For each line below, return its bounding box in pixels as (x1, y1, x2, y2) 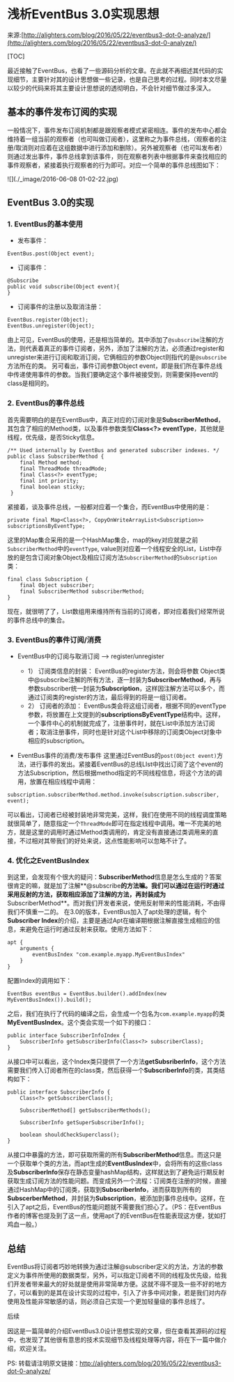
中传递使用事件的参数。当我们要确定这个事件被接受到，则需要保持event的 (7, 371, 219, 379)
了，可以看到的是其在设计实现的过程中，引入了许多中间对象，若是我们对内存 (7, 1289, 227, 1297)
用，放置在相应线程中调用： (17, 777, 97, 786)
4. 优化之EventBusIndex (7, 855, 90, 865)
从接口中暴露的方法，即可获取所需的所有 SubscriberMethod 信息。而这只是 (7, 1151, 222, 1159)
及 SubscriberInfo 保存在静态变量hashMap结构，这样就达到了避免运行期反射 (7, 1168, 225, 1177)
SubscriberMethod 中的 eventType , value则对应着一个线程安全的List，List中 (7, 544, 216, 552)
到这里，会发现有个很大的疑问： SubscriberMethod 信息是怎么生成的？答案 (7, 873, 222, 881)
